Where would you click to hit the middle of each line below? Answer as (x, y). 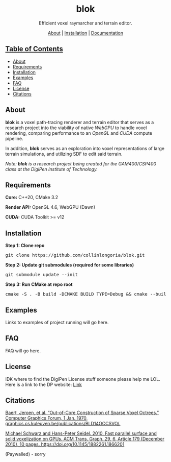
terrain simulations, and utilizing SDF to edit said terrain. (64, 154)
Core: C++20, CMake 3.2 (32, 198)
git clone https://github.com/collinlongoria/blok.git (75, 255)
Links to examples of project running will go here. (57, 322)
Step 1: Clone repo (25, 246)
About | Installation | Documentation (85, 33)
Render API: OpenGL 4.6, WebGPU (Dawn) (50, 207)
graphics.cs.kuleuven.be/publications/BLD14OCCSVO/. (63, 424)
